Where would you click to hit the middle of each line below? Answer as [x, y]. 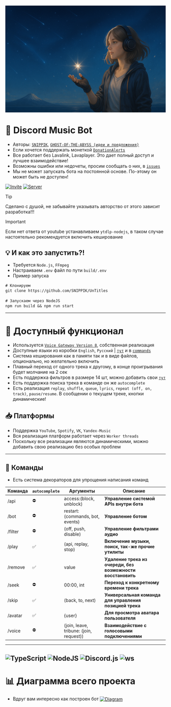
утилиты [114, 552]
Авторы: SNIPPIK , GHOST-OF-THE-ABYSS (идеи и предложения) [76, 144]
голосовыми [118, 631]
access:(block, [79, 498]
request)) [74, 636]
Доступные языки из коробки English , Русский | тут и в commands [82, 350]
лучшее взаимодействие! [40, 160]
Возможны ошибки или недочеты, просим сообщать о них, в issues [86, 166]
